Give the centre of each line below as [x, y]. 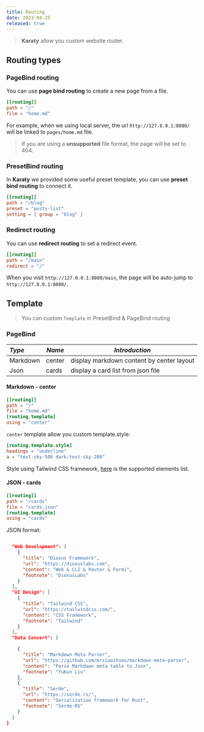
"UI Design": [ [31, 592]
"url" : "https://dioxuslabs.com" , [67, 564]
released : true [26, 23]
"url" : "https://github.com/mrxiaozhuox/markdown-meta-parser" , [106, 660]
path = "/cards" [27, 501]
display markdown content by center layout [133, 360]
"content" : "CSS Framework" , [60, 615]
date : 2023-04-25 [28, 18]
